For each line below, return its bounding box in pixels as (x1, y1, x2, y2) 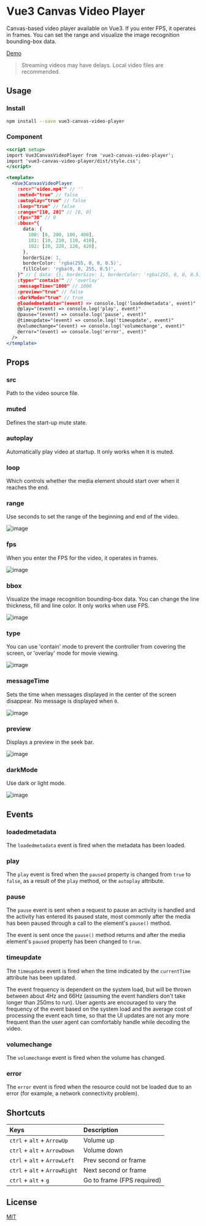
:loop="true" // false (17, 203, 75, 209)
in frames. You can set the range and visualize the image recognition (6, 31, 180, 38)
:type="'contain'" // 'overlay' (17, 277, 100, 283)
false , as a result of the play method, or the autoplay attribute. (6, 877, 165, 885)
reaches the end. (6, 484, 49, 492)
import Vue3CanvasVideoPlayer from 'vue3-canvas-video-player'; (6, 152, 174, 158)
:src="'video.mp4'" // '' (17, 186, 84, 193)
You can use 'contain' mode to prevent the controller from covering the (6, 643, 186, 650)
